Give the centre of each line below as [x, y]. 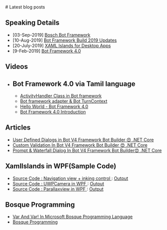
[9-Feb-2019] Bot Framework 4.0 [47, 51]
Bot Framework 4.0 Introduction [53, 112]
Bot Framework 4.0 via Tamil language [74, 84]
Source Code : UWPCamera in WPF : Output [58, 183]
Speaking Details [32, 23]
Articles [18, 128]
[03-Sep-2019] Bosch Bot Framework [51, 35]
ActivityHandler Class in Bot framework [61, 96]
